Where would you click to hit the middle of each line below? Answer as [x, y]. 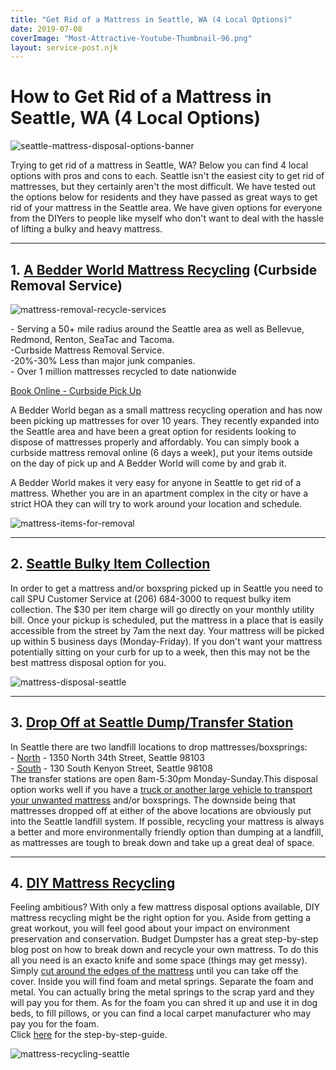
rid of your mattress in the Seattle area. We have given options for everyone [166, 208]
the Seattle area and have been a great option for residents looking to [153, 431]
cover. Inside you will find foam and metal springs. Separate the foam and [162, 982]
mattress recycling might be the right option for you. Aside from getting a [161, 918]
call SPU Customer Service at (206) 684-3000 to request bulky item [151, 598]
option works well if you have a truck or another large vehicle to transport [161, 789]
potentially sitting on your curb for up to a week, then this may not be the [160, 652]
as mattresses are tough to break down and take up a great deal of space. [162, 842]
